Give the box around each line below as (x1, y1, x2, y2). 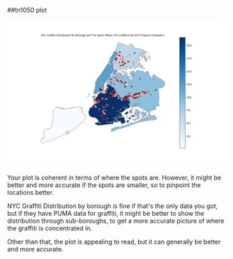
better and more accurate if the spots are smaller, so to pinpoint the (7, 181, 201, 189)
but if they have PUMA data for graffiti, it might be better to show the (7, 209, 204, 217)
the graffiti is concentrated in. (7, 223, 93, 232)
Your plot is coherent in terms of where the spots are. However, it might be (7, 173, 222, 182)
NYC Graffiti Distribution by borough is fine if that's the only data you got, (7, 202, 218, 210)
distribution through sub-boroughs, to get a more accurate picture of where (7, 216, 225, 225)
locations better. (7, 188, 54, 196)
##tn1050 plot (7, 6, 47, 14)
